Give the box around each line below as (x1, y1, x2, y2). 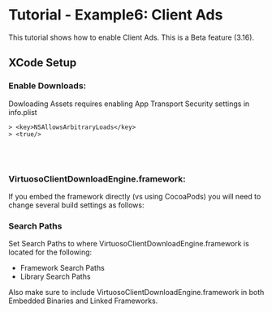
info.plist (8, 107, 38, 117)
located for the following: (8, 247, 93, 257)
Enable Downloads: (8, 80, 87, 92)
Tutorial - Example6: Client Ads (8, 6, 223, 24)
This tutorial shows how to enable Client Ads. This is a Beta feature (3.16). (8, 32, 254, 42)
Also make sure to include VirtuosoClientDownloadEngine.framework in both (8, 288, 265, 297)
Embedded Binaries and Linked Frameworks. (8, 296, 158, 306)
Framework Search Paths (19, 263, 106, 273)
